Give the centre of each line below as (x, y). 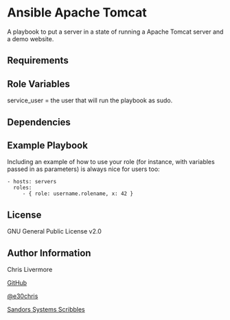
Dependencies (39, 122)
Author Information (49, 253)
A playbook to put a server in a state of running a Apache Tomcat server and (115, 32)
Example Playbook (47, 145)
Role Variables (38, 84)
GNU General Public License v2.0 (54, 231)
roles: (23, 188)
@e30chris (23, 296)
